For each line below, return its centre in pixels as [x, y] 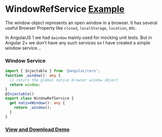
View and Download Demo [38, 129]
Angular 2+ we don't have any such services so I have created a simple [78, 42]
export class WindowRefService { [40, 99]
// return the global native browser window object [64, 80]
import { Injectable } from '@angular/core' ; [53, 71]
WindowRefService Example [65, 9]
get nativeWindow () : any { [37, 103]
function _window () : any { [33, 76]
